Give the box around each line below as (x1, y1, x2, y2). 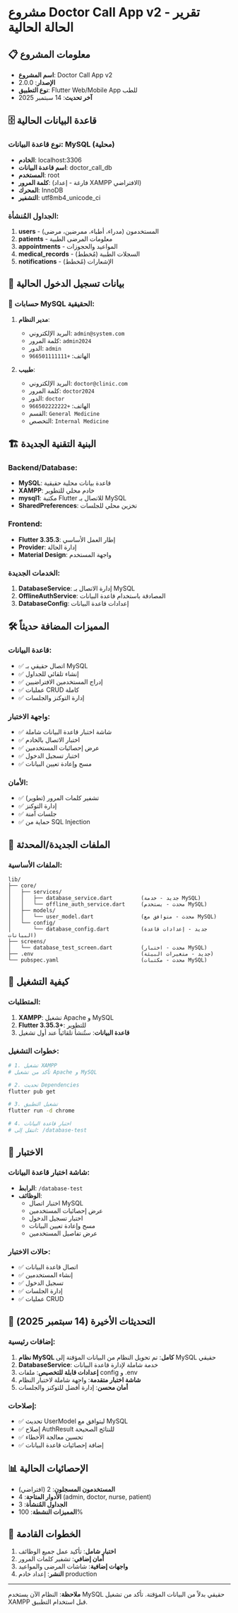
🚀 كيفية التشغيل (8, 976, 69, 988)
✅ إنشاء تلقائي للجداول (18, 669, 80, 678)
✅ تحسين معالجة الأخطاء (18, 1432, 83, 1441)
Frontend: (8, 519, 43, 529)
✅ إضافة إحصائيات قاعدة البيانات (18, 1440, 105, 1449)
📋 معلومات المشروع (8, 48, 91, 60)
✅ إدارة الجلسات (18, 1286, 63, 1295)
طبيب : (18, 365, 36, 373)
